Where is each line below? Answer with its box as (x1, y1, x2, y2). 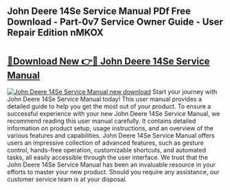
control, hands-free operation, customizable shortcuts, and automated (7, 146, 207, 154)
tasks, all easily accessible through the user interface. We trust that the (7, 154, 208, 161)
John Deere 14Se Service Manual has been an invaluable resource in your (7, 161, 216, 169)
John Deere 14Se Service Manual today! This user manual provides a (7, 95, 203, 103)
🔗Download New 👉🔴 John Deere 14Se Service (7, 55, 210, 67)
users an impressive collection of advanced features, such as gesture (7, 139, 204, 147)
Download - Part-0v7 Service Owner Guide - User (7, 16, 223, 28)
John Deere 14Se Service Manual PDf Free (7, 5, 191, 17)
